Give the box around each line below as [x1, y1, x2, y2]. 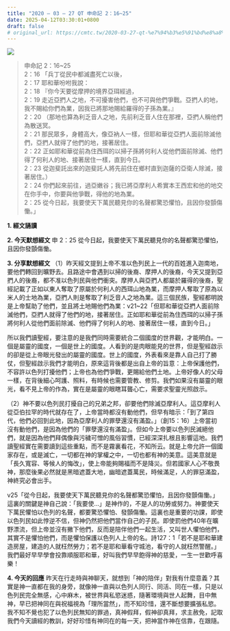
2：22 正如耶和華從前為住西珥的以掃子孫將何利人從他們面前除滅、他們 [23, 147, 223, 155]
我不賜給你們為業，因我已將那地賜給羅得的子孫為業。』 [23, 104, 177, 113]
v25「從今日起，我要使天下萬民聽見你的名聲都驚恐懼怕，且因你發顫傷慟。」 [7, 491, 219, 500]
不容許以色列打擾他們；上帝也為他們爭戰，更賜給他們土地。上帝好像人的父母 [7, 368, 223, 376]
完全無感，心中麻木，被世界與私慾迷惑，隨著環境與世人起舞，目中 [25, 591, 211, 600]
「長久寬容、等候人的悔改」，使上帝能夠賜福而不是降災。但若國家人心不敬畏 [7, 459, 220, 467]
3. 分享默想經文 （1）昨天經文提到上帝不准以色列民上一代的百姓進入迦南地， [7, 259, 222, 268]
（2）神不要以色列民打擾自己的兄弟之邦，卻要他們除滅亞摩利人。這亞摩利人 [7, 400, 221, 408]
